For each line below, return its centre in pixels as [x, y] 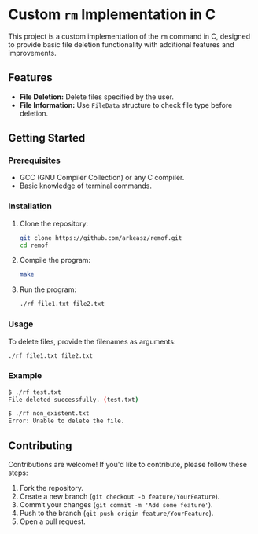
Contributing [40, 446]
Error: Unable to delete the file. [66, 421]
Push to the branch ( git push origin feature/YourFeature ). [116, 514]
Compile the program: [55, 260]
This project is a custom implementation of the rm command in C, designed [129, 36]
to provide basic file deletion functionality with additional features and [121, 44]
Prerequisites [34, 160]
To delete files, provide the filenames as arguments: [92, 341]
